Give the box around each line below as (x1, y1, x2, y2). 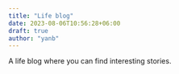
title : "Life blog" (8, 11, 74, 20)
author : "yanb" (8, 34, 60, 43)
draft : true (8, 27, 48, 35)
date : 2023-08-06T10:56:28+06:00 (8, 19, 121, 27)
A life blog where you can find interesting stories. (8, 56, 172, 66)
